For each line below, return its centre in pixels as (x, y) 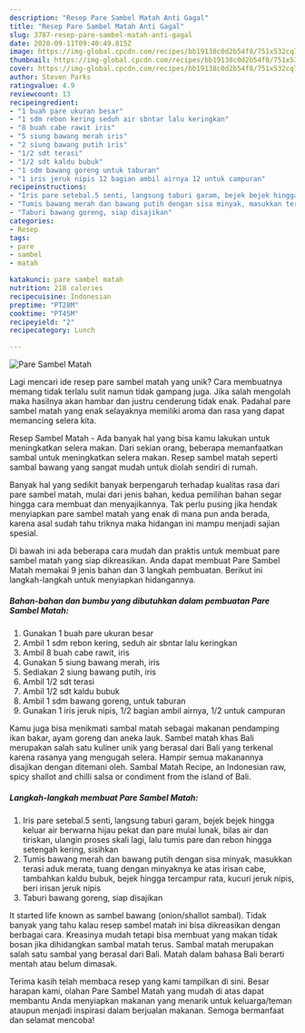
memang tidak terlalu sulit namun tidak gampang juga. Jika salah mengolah (150, 391)
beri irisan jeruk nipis (62, 888)
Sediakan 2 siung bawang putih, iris (89, 672)
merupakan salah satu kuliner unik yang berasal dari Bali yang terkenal (142, 748)
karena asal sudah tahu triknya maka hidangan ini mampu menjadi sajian (145, 523)
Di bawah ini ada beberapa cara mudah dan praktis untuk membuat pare (145, 551)
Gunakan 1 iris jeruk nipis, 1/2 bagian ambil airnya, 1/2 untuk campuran (154, 711)
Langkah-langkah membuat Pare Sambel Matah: (104, 797)
